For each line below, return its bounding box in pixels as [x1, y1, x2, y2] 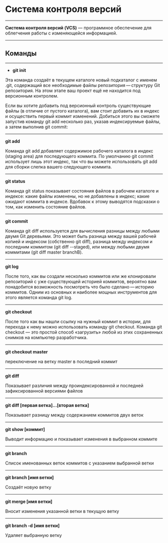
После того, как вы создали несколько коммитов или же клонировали [5, 273, 156, 279]
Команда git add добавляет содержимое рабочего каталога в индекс [5, 147, 153, 153]
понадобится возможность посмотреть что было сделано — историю [5, 283, 154, 289]
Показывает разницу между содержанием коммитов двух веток [5, 411, 143, 418]
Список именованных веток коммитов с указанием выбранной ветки [5, 460, 154, 466]
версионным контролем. [5, 92, 58, 98]
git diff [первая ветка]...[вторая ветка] [5, 402, 89, 408]
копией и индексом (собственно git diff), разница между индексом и [5, 238, 152, 244]
